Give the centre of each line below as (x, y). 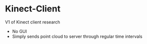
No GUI (19, 31)
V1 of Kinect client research (33, 22)
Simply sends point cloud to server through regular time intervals (77, 36)
